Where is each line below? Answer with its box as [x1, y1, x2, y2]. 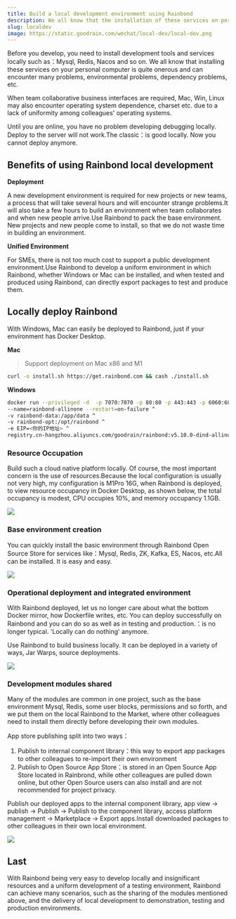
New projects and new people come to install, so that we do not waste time [7, 221, 225, 230]
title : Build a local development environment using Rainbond [7, 10, 193, 18]
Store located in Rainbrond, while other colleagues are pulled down [17, 771, 212, 779]
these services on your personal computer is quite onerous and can [7, 65, 204, 74]
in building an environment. [7, 229, 86, 237]
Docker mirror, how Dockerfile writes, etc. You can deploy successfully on [7, 611, 222, 619]
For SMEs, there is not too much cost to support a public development [7, 256, 210, 264]
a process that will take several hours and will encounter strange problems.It [7, 199, 228, 207]
